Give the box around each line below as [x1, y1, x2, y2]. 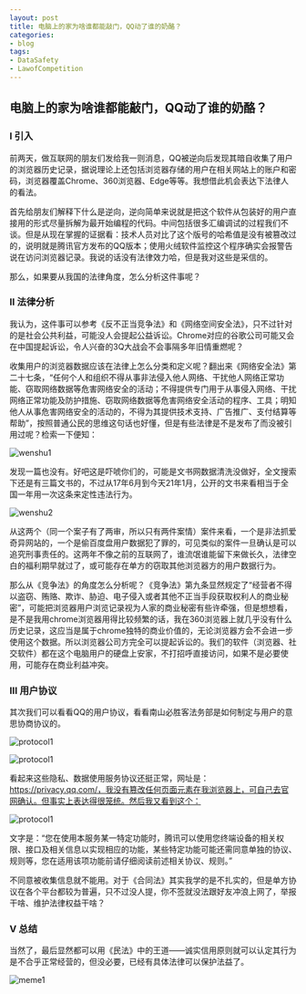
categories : [9, 30, 55, 39]
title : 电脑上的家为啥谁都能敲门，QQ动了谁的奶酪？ [9, 22, 182, 31]
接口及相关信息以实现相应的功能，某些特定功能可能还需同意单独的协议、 [25, 844, 297, 855]
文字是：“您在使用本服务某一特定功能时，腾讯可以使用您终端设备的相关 [9, 833, 277, 844]
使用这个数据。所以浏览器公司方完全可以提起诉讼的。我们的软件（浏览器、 [9, 636, 289, 647]
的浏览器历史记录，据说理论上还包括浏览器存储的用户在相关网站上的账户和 [9, 163, 289, 174]
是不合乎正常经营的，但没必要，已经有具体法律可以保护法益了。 [9, 957, 249, 968]
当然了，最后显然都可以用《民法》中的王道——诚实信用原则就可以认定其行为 [9, 945, 297, 956]
